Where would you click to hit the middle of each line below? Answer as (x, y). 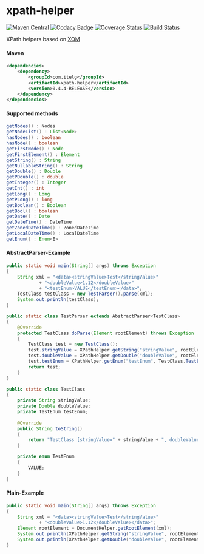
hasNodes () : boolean (34, 138)
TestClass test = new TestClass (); (73, 344)
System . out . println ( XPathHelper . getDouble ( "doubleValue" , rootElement (108, 539)
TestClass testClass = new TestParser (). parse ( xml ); (85, 294)
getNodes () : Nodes (31, 126)
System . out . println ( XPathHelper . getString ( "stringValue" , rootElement (108, 534)
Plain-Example (25, 493)
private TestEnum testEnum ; (53, 412)
